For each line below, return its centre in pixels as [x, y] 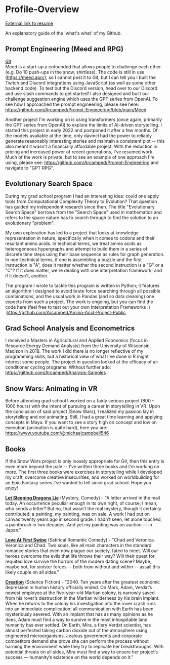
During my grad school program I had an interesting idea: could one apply [82, 196]
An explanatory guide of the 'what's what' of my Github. [64, 33]
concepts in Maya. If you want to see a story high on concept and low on [81, 422]
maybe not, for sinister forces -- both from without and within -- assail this [83, 567]
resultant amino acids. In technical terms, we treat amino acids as [73, 243]
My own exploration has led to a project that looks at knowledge [72, 233]
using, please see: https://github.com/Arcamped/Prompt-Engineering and [82, 162]
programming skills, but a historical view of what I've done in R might [77, 357]
